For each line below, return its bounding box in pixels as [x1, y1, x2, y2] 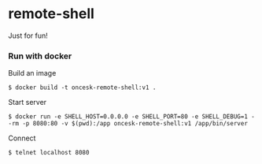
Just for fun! [8, 31, 49, 40]
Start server [8, 98, 47, 107]
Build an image [8, 69, 57, 78]
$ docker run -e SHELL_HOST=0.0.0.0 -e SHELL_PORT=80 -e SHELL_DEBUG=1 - [8, 113, 256, 121]
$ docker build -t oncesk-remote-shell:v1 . [8, 84, 157, 91]
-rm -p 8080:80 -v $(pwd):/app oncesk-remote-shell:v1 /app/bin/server [8, 120, 248, 128]
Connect [8, 133, 36, 143]
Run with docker [8, 50, 72, 61]
